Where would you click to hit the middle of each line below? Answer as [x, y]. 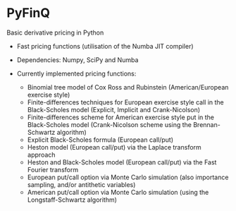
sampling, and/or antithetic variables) [81, 184]
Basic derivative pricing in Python [55, 32]
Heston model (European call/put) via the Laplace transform [114, 147]
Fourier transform [53, 169]
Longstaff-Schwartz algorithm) [72, 200]
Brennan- [207, 124]
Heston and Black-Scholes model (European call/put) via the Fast [122, 162]
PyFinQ [29, 13]
